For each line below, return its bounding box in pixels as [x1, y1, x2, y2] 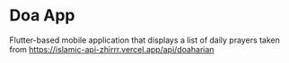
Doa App [9, 5, 75, 26]
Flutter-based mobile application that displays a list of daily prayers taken [9, 35, 281, 45]
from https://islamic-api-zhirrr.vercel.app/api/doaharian [9, 43, 215, 54]
